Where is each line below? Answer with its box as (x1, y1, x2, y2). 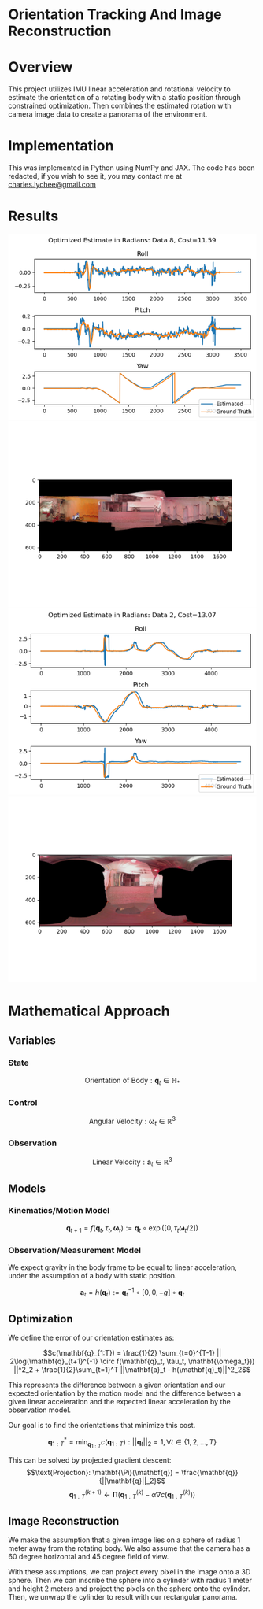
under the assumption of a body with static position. (8, 1271, 177, 1280)
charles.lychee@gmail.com (8, 179, 96, 190)
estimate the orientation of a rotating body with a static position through (8, 93, 242, 102)
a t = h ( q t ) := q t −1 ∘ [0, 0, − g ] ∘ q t (80, 1285, 185, 1299)
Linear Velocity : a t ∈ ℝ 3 (91, 1156, 173, 1168)
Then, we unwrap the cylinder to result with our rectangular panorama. (8, 1592, 238, 1602)
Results (8, 207, 59, 225)
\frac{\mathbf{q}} (180, 1468, 239, 1477)
